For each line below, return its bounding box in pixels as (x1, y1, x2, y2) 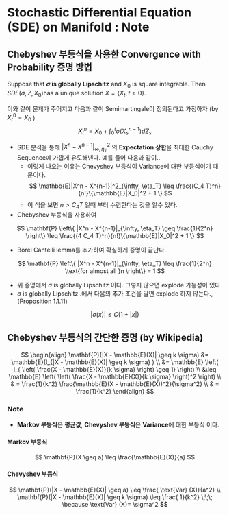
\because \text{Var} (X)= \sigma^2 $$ (62, 500, 168, 508)
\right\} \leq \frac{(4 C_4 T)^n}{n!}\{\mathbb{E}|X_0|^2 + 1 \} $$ (25, 232, 204, 240)
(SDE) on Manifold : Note (7, 19, 150, 35)
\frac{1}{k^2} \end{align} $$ (75, 387, 154, 395)
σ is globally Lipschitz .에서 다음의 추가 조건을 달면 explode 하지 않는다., (16, 289, 213, 298)
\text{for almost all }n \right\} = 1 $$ (64, 267, 165, 275)
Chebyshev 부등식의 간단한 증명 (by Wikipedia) (7, 332, 204, 344)
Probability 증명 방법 (7, 61, 92, 73)
